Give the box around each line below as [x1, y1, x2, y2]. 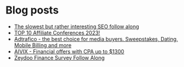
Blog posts [5, 4, 59, 17]
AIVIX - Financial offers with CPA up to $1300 [14, 48, 124, 55]
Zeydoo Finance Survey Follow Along [14, 54, 105, 61]
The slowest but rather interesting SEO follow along [14, 23, 139, 30]
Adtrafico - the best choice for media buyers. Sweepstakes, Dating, [14, 35, 178, 42]
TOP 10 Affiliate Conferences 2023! [14, 29, 100, 36]
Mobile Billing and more [14, 42, 72, 49]
